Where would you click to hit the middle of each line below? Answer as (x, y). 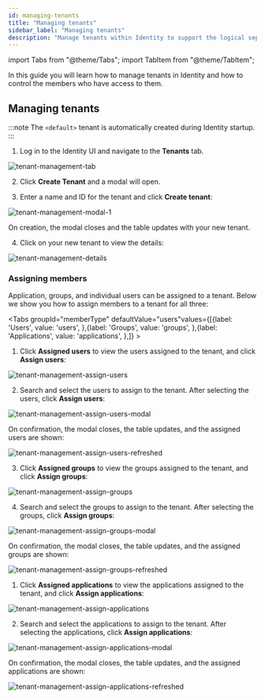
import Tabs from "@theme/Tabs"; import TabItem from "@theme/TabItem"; (131, 60)
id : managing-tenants (44, 15)
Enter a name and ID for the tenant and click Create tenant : (116, 197)
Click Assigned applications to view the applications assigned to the (132, 585)
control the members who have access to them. (86, 84)
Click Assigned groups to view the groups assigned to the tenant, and (134, 468)
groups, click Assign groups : (67, 516)
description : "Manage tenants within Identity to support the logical (127, 37)
